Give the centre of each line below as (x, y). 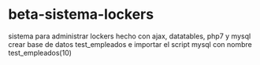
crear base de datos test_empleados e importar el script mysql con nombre (130, 44)
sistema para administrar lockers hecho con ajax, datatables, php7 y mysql (130, 36)
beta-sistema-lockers (81, 14)
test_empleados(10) (40, 52)
